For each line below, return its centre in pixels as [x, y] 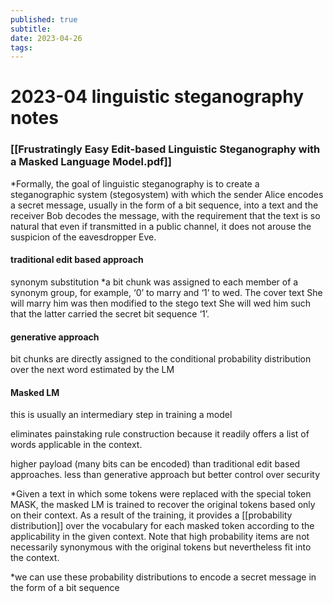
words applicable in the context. [76, 445]
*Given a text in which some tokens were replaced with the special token [161, 494]
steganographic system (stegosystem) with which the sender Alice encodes [167, 194]
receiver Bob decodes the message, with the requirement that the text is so [165, 215]
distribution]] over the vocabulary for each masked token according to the [162, 526]
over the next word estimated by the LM [92, 370]
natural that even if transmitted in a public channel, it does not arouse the [161, 226]
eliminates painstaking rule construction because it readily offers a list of [160, 434]
